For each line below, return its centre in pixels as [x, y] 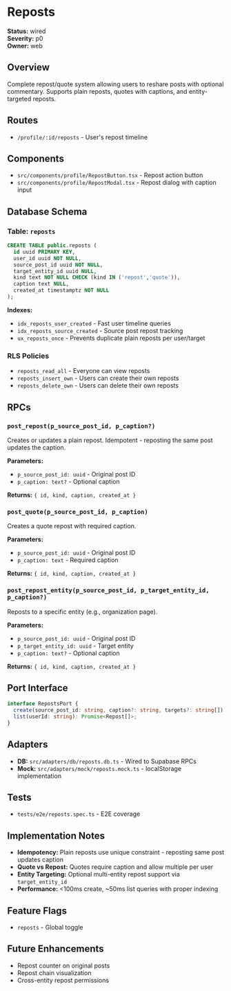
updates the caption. [37, 447]
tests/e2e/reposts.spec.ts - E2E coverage [79, 814]
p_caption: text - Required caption [68, 560]
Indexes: [20, 310]
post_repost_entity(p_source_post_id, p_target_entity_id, [108, 591]
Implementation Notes [56, 835]
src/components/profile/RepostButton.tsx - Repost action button [110, 175]
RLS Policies [28, 356]
